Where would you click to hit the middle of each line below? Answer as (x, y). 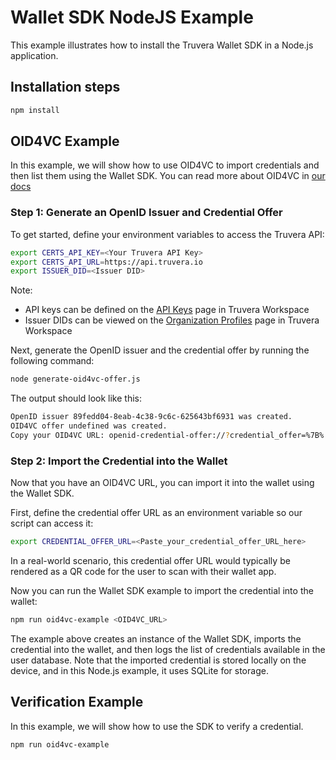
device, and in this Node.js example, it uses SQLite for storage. (139, 670)
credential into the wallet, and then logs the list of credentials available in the (168, 649)
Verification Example (77, 702)
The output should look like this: (76, 398)
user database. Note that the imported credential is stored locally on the (158, 660)
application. (34, 55)
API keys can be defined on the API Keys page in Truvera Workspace (167, 310)
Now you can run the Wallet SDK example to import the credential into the (162, 591)
